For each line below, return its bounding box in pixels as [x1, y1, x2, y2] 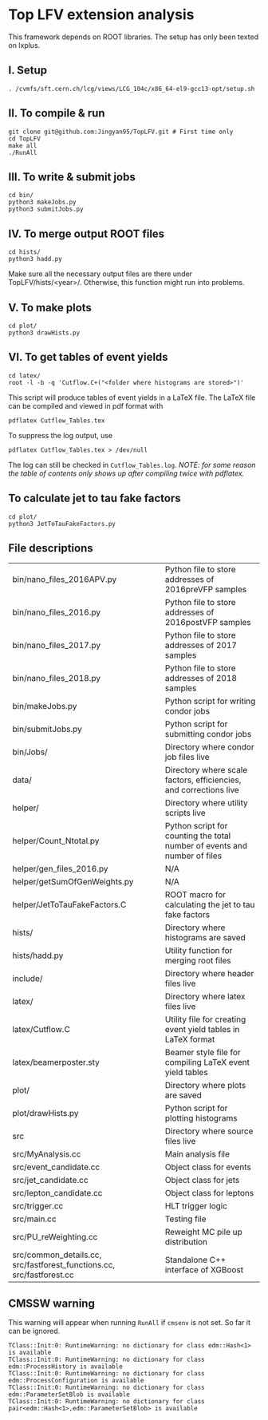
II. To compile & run [8, 106, 105, 121]
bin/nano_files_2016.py [12, 607, 101, 618]
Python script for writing [164, 696, 256, 707]
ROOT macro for [164, 889, 227, 900]
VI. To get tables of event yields [8, 350, 169, 364]
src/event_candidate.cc [12, 1161, 100, 1173]
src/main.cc [12, 1213, 57, 1224]
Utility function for [164, 945, 233, 956]
